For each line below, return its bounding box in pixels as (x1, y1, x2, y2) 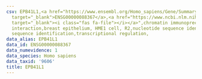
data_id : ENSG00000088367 (6, 42, 71, 48)
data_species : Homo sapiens (6, 53, 77, 59)
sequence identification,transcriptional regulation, (11, 31, 149, 37)
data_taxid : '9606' (6, 58, 55, 64)
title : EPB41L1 (6, 64, 44, 70)
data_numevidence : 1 (6, 48, 58, 53)
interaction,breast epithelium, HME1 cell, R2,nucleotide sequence (11, 25, 185, 31)
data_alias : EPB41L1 (6, 36, 58, 42)
